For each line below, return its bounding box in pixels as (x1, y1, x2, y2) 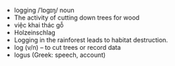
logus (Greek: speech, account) (13, 51, 106, 59)
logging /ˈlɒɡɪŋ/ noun (13, 6, 75, 14)
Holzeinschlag (13, 28, 56, 37)
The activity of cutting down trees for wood (13, 13, 140, 22)
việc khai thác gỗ (13, 21, 64, 29)
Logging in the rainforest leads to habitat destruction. (13, 36, 169, 44)
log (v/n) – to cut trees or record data (13, 44, 122, 51)
